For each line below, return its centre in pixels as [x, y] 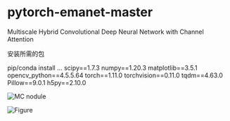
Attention [20, 39]
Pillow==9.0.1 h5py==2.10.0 [47, 82]
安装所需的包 [26, 53]
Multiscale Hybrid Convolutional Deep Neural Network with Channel [106, 32]
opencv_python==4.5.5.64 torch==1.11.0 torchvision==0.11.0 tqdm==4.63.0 [115, 75]
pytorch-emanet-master [80, 12]
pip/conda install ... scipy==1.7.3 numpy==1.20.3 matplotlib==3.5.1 [102, 68]
